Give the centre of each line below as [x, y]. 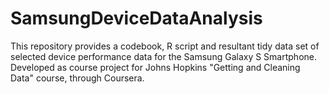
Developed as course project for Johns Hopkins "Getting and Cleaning [155, 67]
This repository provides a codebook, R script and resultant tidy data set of [165, 46]
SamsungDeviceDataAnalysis [136, 18]
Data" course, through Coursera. [77, 78]
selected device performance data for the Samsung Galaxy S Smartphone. [164, 56]
